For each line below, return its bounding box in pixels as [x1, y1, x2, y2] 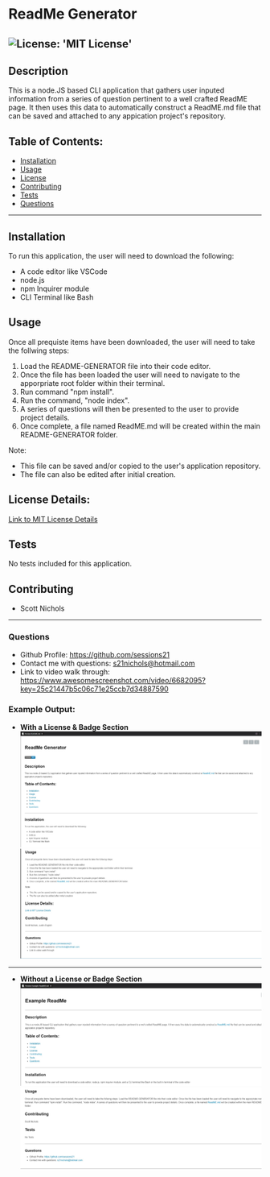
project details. [19, 412, 70, 422]
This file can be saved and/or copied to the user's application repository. [19, 461, 261, 470]
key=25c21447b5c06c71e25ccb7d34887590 [19, 684, 169, 694]
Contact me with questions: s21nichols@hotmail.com [19, 658, 195, 668]
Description [8, 64, 68, 77]
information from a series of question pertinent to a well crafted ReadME [8, 94, 247, 104]
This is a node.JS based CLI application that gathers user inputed [8, 85, 225, 95]
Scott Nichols [19, 603, 65, 613]
